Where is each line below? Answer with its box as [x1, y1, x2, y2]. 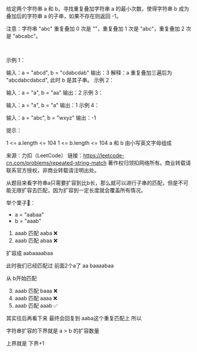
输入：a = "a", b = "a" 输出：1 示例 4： [6, 102, 99, 108]
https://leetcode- [83, 152, 125, 159]
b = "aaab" [14, 218, 41, 224]
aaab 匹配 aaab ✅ [14, 302, 58, 309]
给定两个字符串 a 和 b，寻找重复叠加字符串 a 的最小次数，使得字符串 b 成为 [6, 5, 189, 12]
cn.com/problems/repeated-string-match [6, 159, 107, 166]
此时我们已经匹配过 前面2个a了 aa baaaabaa [6, 262, 114, 269]
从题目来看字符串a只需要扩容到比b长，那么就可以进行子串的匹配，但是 [6, 179, 179, 186]
